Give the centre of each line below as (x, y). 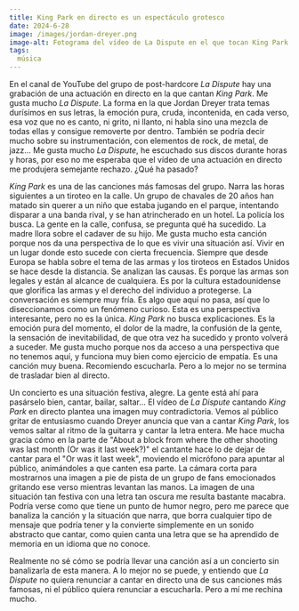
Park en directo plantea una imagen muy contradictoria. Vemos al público (144, 411)
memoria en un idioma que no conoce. (80, 544)
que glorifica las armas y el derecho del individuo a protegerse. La (130, 290)
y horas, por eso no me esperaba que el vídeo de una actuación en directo (146, 160)
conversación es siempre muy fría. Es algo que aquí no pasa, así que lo (139, 300)
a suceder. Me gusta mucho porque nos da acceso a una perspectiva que (145, 347)
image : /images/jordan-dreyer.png (73, 34)
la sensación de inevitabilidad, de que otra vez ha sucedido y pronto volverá (149, 338)
